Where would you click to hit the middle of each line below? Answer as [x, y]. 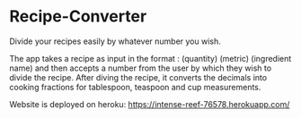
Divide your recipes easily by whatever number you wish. [115, 41]
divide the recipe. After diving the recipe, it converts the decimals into [138, 77]
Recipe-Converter [78, 17]
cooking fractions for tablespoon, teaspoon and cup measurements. [135, 87]
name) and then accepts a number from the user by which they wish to [141, 68]
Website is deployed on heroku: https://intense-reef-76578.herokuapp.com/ [150, 104]
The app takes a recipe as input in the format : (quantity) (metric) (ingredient [150, 58]
